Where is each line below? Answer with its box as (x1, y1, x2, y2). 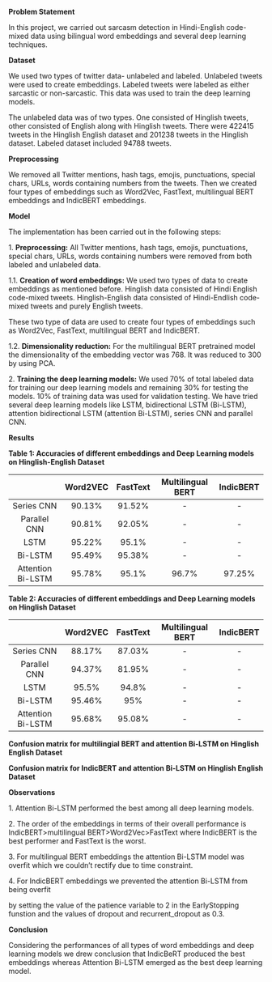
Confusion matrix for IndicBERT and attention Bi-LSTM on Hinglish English (8, 763, 264, 772)
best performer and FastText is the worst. (8, 836, 147, 845)
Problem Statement (8, 7, 75, 16)
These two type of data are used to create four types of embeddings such (8, 317, 256, 326)
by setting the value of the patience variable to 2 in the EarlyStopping (8, 900, 240, 910)
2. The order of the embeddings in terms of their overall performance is (8, 819, 247, 828)
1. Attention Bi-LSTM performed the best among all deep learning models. (8, 803, 254, 813)
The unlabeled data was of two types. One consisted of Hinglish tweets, (8, 113, 249, 122)
